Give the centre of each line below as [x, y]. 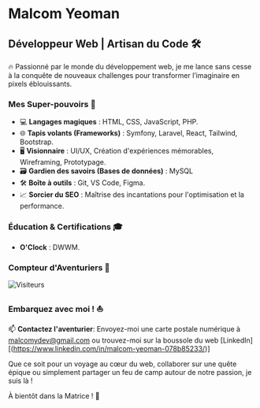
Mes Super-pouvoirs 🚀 [52, 104]
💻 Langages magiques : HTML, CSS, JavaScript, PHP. [109, 122]
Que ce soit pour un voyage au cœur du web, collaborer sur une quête [123, 364]
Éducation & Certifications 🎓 [66, 227]
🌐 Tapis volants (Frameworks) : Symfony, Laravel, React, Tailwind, [128, 133]
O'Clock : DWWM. [50, 247]
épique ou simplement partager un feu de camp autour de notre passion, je [130, 373]
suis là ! [20, 381]
